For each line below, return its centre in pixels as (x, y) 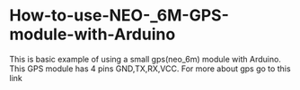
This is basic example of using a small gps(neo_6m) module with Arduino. (145, 59)
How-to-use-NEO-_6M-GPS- (119, 16)
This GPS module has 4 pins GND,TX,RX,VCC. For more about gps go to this (150, 69)
